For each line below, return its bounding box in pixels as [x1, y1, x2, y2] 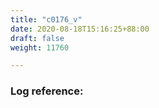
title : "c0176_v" [10, 14, 83, 25]
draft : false [10, 33, 65, 43]
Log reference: [10, 84, 84, 98]
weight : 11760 [10, 42, 70, 53]
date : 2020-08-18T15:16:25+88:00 [10, 24, 150, 34]
